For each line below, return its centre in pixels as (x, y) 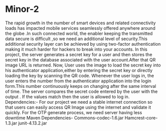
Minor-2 (22, 9)
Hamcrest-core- (141, 118)
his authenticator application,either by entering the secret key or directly (79, 70)
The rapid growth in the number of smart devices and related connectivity (81, 23)
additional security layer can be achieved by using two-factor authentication (83, 44)
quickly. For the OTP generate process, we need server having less (74, 112)
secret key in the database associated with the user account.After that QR (81, 60)
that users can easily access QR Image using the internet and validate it (78, 107)
